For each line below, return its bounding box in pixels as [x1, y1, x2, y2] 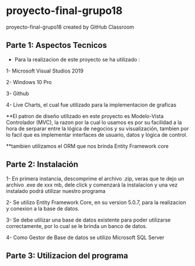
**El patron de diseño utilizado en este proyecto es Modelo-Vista [6, 112, 164, 119]
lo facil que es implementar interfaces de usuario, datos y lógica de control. [6, 131, 188, 138]
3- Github [6, 89, 29, 97]
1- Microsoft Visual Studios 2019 [6, 67, 83, 74]
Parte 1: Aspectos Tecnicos [6, 40, 107, 50]
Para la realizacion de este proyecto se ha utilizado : [14, 56, 140, 63]
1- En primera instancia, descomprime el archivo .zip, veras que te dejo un [6, 175, 184, 182]
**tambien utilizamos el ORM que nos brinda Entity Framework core [6, 142, 169, 150]
